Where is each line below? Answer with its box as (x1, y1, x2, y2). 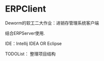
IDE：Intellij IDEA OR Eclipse (5, 40, 62, 46)
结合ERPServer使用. (5, 30, 45, 36)
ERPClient (5, 3, 46, 15)
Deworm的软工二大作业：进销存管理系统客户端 (5, 20, 99, 26)
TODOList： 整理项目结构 (5, 51, 56, 57)
